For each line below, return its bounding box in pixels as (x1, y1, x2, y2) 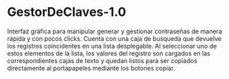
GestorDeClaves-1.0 (7, 4, 127, 20)
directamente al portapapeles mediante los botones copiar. (7, 64, 175, 72)
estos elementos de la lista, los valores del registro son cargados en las (7, 49, 211, 58)
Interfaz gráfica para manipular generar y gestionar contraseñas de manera (7, 27, 223, 35)
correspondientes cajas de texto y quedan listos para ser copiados (7, 56, 198, 64)
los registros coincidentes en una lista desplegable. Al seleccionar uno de (7, 42, 217, 50)
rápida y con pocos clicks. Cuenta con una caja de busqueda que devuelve (7, 34, 222, 42)
